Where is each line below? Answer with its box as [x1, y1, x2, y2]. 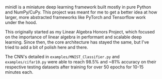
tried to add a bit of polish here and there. [5, 45, 88, 50]
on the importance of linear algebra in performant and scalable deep [5, 34, 142, 40]
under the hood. [5, 19, 37, 25]
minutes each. [5, 69, 33, 75]
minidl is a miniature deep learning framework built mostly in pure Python [5, 4, 151, 10]
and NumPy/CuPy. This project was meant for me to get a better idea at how [5, 9, 158, 15]
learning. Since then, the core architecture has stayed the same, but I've [5, 39, 149, 45]
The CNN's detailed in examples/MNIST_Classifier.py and [5, 54, 120, 60]
